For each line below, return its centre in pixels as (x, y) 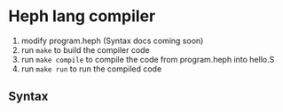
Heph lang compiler (82, 16)
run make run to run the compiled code (91, 69)
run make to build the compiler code (85, 49)
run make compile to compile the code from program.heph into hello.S (148, 59)
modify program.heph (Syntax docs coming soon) (112, 41)
